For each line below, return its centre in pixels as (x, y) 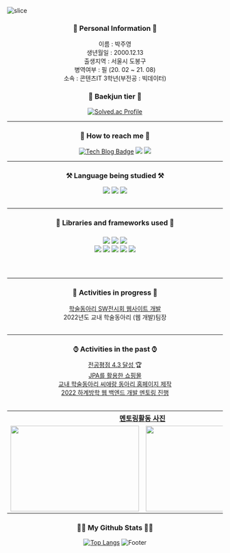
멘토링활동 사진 (142, 418)
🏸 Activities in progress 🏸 (115, 293)
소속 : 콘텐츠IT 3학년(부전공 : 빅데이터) (115, 78)
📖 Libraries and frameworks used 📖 (115, 223)
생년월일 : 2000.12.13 (115, 53)
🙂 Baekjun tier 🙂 (115, 97)
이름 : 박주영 (115, 44)
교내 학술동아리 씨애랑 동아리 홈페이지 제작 (115, 384)
